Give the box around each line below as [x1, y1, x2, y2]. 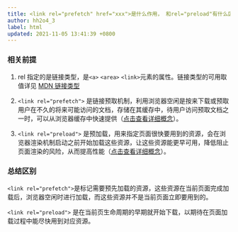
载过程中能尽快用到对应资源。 [7, 216, 94, 225]
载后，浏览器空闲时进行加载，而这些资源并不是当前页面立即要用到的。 [7, 192, 212, 201]
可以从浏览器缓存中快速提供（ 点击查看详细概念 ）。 [36, 114, 183, 123]
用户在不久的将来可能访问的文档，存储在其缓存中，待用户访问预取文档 [17, 105, 223, 114]
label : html [7, 23, 42, 31]
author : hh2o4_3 [7, 17, 55, 24]
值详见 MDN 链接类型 [17, 81, 80, 89]
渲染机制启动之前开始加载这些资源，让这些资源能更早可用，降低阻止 [30, 138, 229, 146]
